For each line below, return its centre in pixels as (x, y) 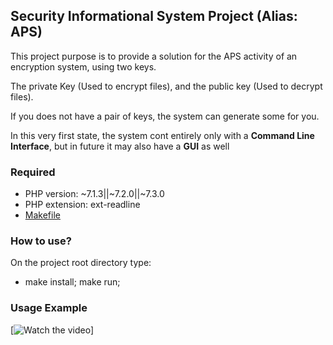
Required (33, 172)
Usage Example (49, 308)
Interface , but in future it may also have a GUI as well (120, 146)
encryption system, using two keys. (83, 66)
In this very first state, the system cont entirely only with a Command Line (162, 135)
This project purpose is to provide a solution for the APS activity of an (154, 56)
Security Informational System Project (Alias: (154, 16)
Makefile (42, 215)
